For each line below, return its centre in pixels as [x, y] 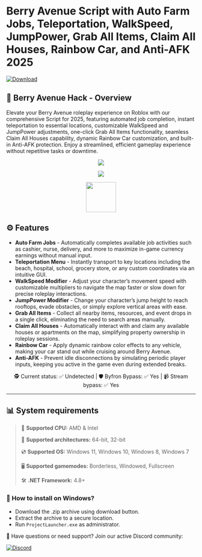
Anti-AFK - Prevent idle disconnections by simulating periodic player [100, 357]
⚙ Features [28, 228]
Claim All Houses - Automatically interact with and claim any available [102, 326]
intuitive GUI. [31, 274]
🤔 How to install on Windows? [50, 499]
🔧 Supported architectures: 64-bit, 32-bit [73, 440]
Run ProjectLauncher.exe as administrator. [67, 524]
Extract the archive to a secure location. [64, 518]
